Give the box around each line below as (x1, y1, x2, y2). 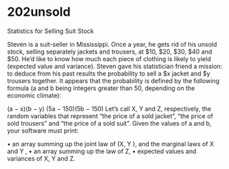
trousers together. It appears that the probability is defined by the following (7, 76, 220, 84)
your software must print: (7, 126, 79, 135)
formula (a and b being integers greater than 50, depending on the (7, 84, 195, 92)
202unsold (7, 4, 71, 20)
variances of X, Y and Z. (7, 154, 76, 162)
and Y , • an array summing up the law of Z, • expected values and (7, 147, 197, 155)
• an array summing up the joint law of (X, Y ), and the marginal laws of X (7, 139, 215, 148)
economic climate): (7, 91, 62, 100)
